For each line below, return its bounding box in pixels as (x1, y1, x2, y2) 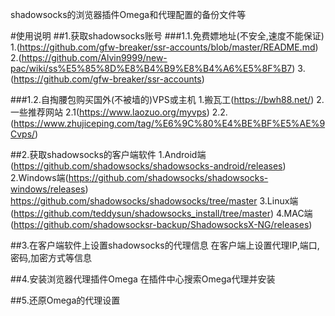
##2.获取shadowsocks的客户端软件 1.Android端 (10, 149, 207, 160)
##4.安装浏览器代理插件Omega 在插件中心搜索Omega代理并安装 (10, 273, 276, 285)
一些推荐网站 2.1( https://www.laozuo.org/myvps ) (10, 106, 210, 118)
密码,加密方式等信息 (10, 252, 93, 263)
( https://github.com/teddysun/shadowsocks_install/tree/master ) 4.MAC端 (10, 208, 313, 219)
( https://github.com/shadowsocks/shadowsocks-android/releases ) (10, 160, 287, 172)
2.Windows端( (10, 172, 69, 183)
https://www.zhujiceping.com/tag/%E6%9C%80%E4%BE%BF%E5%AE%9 (13, 118, 326, 129)
